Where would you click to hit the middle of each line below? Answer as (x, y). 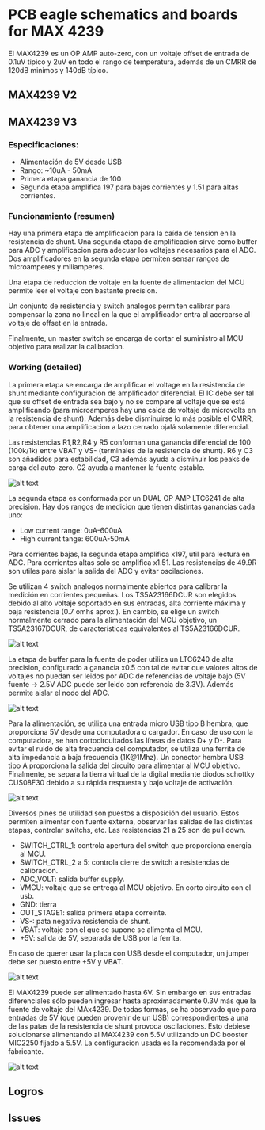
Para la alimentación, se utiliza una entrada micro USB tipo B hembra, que (128, 723)
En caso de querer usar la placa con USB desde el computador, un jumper (129, 953)
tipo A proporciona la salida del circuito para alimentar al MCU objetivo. (124, 765)
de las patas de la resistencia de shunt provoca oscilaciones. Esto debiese (129, 1026)
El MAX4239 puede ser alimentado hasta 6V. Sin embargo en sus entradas (130, 992)
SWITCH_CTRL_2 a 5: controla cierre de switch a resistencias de (125, 862)
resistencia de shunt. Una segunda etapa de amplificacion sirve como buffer (132, 242)
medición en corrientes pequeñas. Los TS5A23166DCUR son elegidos (122, 594)
